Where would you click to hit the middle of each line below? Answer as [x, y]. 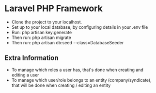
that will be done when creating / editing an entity [61, 85]
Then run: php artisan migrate [41, 37]
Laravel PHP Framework [54, 9]
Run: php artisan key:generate [42, 32]
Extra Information [31, 58]
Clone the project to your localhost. [47, 22]
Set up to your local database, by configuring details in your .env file [80, 27]
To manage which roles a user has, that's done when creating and [77, 70]
